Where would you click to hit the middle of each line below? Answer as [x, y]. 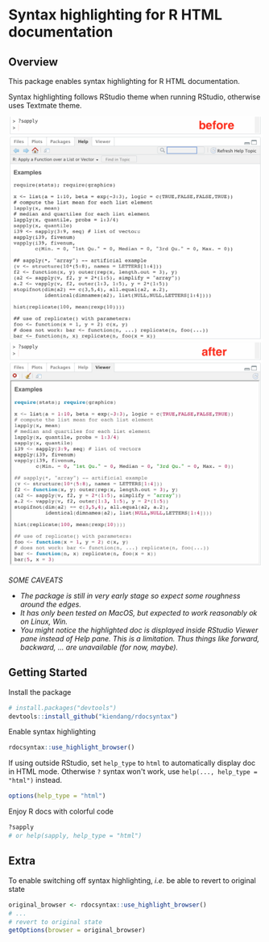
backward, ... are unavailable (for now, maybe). [99, 647]
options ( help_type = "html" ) [57, 796]
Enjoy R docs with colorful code [61, 812]
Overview [33, 62]
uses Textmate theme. [45, 105]
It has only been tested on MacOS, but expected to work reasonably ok [139, 612]
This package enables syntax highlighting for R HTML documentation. [124, 81]
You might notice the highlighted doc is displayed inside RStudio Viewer [139, 630]
